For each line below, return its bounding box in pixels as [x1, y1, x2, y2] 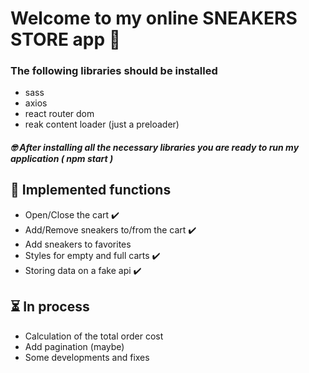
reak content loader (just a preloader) [24, 118, 180, 131]
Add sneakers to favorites [24, 238, 132, 250]
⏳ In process [10, 298, 90, 316]
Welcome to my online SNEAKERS [10, 7, 298, 30]
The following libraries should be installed [10, 64, 218, 78]
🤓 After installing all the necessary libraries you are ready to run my [10, 142, 300, 154]
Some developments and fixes [24, 351, 150, 363]
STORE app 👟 [10, 28, 122, 51]
